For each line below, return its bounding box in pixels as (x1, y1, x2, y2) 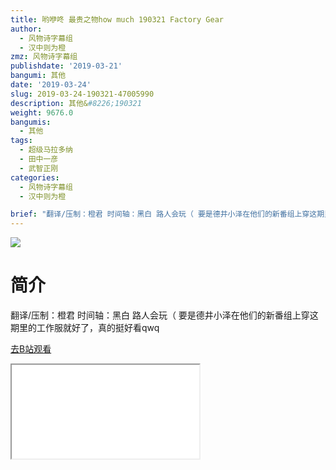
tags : (10, 136, 33, 146)
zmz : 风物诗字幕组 (10, 52, 78, 62)
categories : (10, 172, 60, 183)
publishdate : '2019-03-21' (10, 61, 123, 71)
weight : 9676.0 (10, 107, 74, 118)
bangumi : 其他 (10, 71, 67, 81)
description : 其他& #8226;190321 (10, 98, 142, 108)
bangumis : (10, 117, 52, 127)
